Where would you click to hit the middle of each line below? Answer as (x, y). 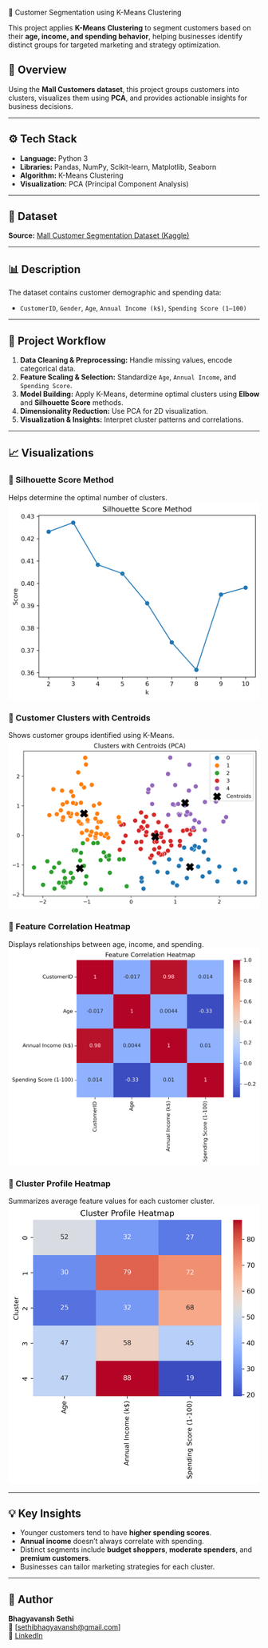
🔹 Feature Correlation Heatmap (69, 927)
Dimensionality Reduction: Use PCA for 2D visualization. (114, 411)
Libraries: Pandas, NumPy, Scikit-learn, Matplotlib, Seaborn (118, 166)
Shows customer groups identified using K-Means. (91, 736)
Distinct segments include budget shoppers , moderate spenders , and (136, 1550)
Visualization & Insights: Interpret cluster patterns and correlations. (132, 419)
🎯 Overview (37, 70)
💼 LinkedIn (26, 1636)
